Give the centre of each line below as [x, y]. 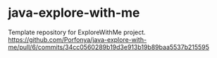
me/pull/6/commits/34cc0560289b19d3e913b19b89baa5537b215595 [109, 47]
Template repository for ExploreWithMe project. [77, 32]
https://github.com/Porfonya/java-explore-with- [77, 39]
